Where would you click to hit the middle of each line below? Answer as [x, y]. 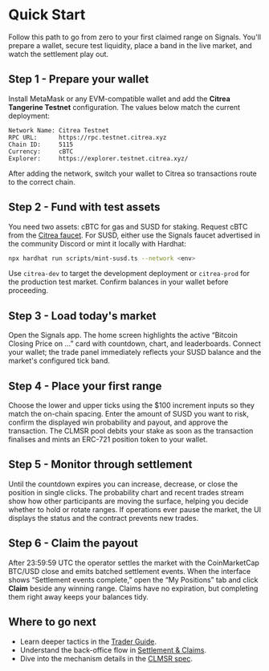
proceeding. [29, 291]
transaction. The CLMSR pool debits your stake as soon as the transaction [131, 431]
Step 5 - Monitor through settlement [100, 464]
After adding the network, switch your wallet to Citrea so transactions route [132, 173]
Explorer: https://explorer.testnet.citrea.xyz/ [98, 158]
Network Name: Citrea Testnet [59, 130]
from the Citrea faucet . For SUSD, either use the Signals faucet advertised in [134, 235]
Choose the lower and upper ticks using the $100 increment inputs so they [132, 405]
